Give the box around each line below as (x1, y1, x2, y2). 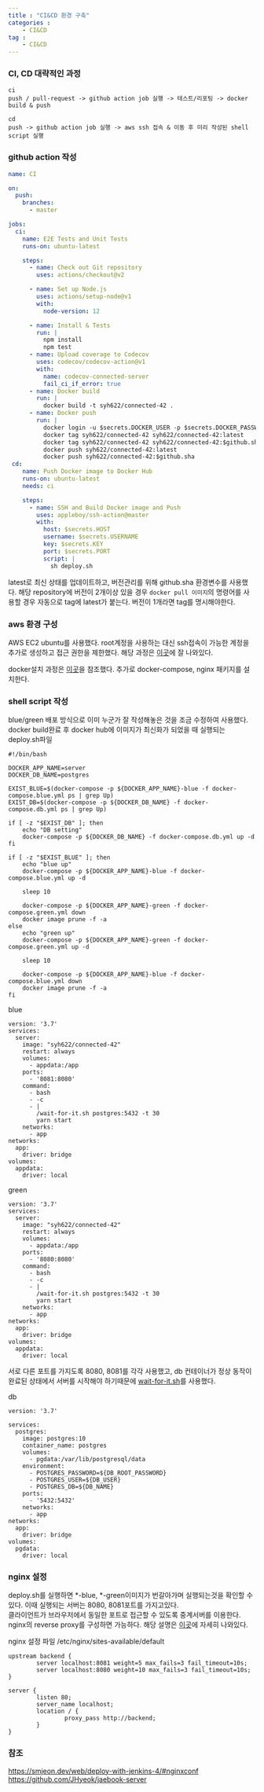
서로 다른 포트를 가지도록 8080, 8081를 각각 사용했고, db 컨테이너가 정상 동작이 (8, 1367, 252, 1376)
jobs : (8, 221, 26, 229)
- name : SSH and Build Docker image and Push (28, 504, 181, 512)
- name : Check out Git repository (28, 264, 143, 272)
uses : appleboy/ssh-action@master (36, 511, 149, 519)
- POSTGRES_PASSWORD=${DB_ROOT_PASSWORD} (28, 1469, 167, 1478)
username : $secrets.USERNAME (42, 533, 139, 541)
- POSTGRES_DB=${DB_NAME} (28, 1483, 114, 1491)
